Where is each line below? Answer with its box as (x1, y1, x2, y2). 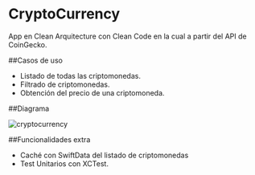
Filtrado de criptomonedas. (19, 79, 110, 89)
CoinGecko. (8, 39, 47, 49)
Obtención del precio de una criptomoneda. (19, 87, 165, 97)
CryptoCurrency (8, 5, 121, 23)
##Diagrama (8, 104, 50, 113)
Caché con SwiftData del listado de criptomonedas (19, 150, 189, 160)
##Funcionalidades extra (8, 134, 91, 144)
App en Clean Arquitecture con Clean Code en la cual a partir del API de (8, 31, 247, 41)
